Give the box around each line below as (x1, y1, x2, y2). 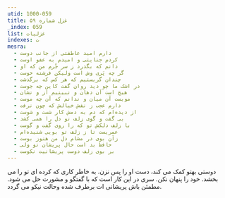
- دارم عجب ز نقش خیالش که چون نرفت (13, 102, 121, 109)
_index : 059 (7, 23, 42, 30)
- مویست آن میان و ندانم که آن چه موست (13, 96, 131, 103)
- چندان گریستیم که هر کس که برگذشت (13, 75, 121, 83)
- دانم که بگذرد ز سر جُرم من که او (13, 63, 118, 70)
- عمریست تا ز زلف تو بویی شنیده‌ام (13, 128, 118, 135)
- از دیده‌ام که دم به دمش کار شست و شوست (13, 109, 138, 116)
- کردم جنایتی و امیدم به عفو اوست (13, 56, 118, 63)
